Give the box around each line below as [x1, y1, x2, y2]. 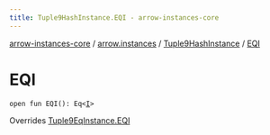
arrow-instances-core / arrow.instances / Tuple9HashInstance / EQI [9, 38, 261, 49]
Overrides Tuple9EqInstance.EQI [9, 114, 130, 126]
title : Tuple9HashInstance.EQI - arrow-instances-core [9, 13, 220, 22]
